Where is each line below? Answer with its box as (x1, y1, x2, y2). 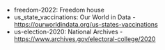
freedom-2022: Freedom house (13, 6, 104, 14)
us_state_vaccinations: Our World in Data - (13, 13, 136, 21)
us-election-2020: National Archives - (13, 27, 123, 36)
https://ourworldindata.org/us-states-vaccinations (13, 21, 158, 28)
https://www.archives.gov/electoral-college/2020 (13, 35, 156, 43)
